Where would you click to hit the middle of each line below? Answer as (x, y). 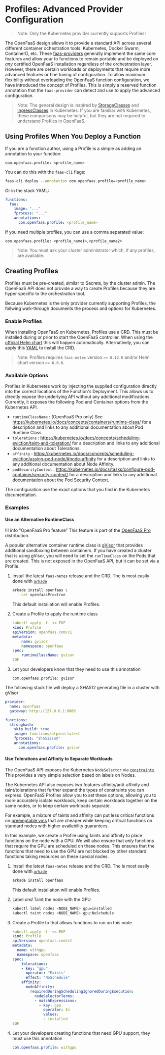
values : (51, 1014)
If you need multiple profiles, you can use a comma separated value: (75, 232)
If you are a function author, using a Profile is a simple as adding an (73, 148)
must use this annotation (37, 1038)
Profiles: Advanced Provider (64, 9)
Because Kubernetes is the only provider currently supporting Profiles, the (81, 303)
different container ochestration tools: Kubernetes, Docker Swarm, (73, 48)
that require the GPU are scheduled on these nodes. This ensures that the (80, 846)
